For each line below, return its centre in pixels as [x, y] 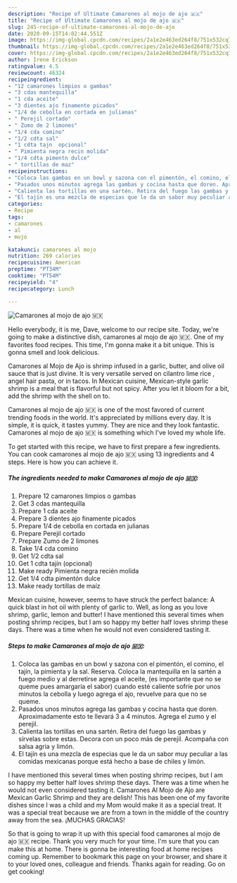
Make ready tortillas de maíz [59, 586]
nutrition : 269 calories [44, 256]
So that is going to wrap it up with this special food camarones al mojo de [114, 834]
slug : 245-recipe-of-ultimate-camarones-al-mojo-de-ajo [91, 27]
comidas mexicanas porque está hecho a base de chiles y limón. [112, 762]
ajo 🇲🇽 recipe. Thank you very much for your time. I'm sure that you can [114, 841]
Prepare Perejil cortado [52, 534]
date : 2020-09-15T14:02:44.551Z [55, 34]
